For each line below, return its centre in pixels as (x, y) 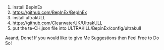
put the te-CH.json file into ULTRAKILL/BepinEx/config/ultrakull (77, 28)
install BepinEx (27, 7)
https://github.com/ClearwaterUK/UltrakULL (57, 23)
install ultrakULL (29, 18)
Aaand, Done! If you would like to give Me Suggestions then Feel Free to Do (82, 38)
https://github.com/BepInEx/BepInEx (50, 12)
